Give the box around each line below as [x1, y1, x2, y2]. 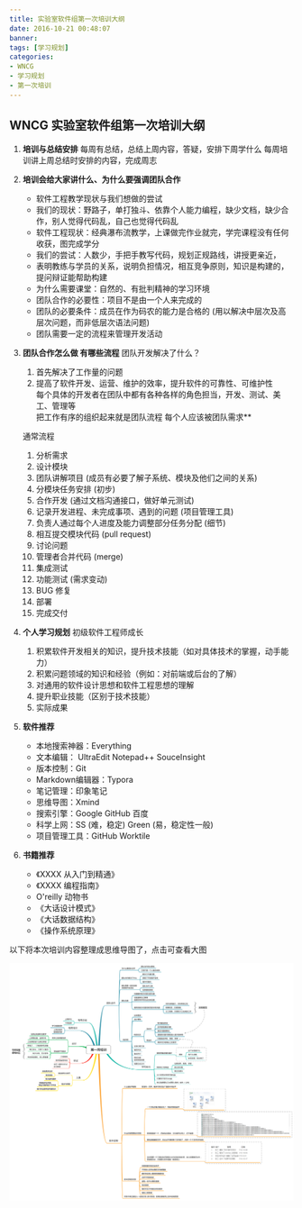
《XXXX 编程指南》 [35, 879, 104, 891]
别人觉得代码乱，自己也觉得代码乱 [51, 215, 178, 226]
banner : [9, 33, 39, 42]
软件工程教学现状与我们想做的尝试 [35, 193, 163, 204]
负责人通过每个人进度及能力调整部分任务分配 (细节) [35, 517, 226, 528]
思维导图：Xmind [35, 796, 100, 807]
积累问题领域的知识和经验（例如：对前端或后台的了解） [35, 668, 242, 679]
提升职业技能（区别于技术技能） [35, 690, 155, 702]
